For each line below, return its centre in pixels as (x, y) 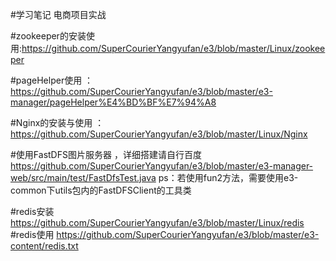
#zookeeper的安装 (48, 36)
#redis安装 (32, 211)
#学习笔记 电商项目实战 (58, 14)
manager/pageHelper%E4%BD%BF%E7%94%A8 (113, 102)
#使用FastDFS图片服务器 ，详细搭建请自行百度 (106, 154)
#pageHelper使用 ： (52, 80)
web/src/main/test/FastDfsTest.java (83, 177)
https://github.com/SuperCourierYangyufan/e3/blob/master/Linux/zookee (173, 48)
